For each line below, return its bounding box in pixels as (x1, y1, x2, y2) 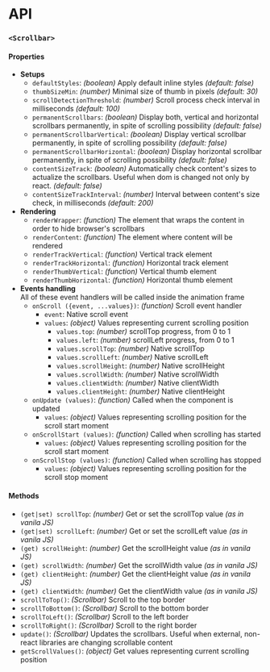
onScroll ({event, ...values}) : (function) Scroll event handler (31, 301, 243, 311)
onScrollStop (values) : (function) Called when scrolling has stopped (31, 455, 262, 465)
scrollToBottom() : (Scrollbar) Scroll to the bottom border (19, 603, 210, 613)
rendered (31, 241, 63, 251)
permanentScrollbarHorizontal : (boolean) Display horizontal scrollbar (31, 147, 263, 157)
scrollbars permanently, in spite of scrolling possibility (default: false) (31, 121, 262, 131)
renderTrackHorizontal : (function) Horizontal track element (31, 258, 229, 268)
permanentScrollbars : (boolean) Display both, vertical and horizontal (31, 112, 260, 122)
